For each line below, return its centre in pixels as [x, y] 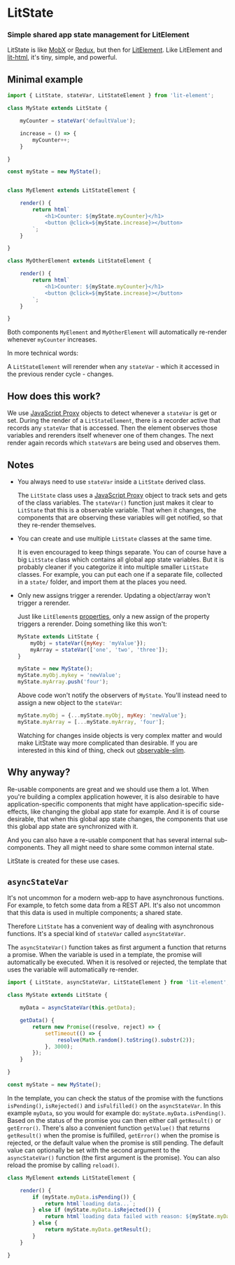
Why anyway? [39, 773]
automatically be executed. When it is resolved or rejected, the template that [117, 962]
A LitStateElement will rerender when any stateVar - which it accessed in [113, 367]
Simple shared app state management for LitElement [98, 35]
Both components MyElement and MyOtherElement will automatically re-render [117, 332]
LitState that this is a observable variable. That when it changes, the [117, 510]
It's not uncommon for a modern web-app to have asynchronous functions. [116, 898]
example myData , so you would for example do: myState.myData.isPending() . [116, 1113]
